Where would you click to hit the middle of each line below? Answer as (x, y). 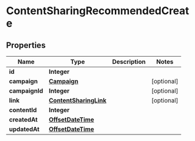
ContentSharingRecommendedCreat (98, 11)
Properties (26, 45)
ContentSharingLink (77, 100)
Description (129, 62)
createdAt (24, 119)
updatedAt (24, 129)
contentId (23, 110)
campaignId (26, 91)
